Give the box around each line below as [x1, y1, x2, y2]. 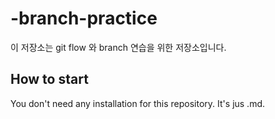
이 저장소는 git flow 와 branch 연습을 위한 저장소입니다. [10, 41, 227, 53]
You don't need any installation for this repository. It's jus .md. [10, 97, 266, 109]
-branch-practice [10, 7, 158, 30]
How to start [10, 71, 89, 88]
